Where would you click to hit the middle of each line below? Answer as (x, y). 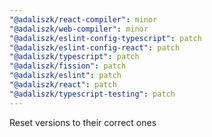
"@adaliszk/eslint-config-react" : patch (95, 47)
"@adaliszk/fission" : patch (68, 66)
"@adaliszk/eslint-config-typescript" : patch (105, 38)
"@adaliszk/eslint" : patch (65, 76)
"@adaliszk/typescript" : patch (74, 57)
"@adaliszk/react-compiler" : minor (83, 19)
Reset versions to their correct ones (83, 122)
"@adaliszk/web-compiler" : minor (79, 29)
